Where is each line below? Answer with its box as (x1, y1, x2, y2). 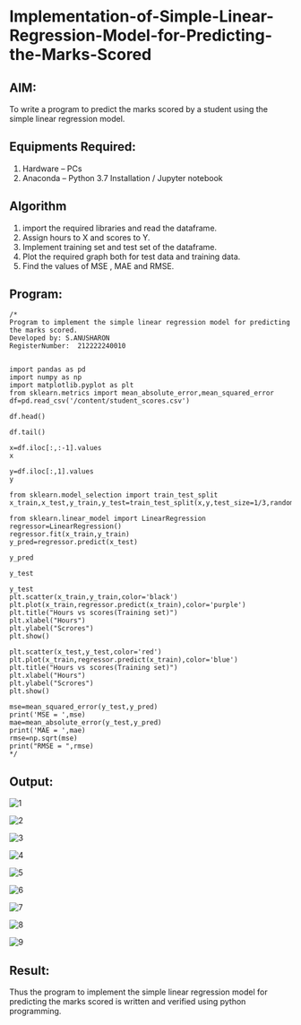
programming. (9, 1006, 62, 1017)
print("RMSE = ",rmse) (9, 742, 94, 751)
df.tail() (9, 428, 47, 437)
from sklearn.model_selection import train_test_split (9, 491, 219, 499)
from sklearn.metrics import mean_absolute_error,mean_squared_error (9, 388, 275, 398)
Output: (9, 774, 54, 789)
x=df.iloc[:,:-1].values (9, 444, 102, 453)
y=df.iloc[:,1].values (9, 467, 94, 476)
